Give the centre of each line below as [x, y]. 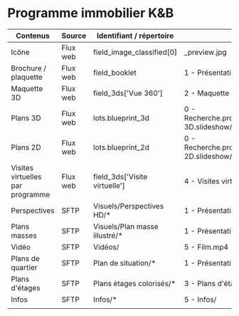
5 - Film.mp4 [206, 247]
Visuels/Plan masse [126, 226]
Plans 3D [26, 117]
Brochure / [29, 68]
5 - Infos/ [200, 299]
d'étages [26, 288]
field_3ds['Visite [121, 177]
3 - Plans [200, 283]
